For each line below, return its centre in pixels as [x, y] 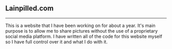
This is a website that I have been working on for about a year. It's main [80, 26]
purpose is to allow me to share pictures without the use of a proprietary [81, 31]
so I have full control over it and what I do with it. [57, 42]
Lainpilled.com [29, 8]
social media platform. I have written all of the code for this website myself [84, 36]
